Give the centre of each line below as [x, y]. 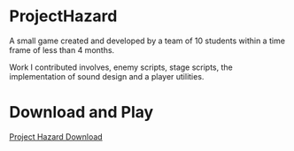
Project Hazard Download [56, 136]
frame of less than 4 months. [62, 49]
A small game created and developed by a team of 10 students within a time [147, 41]
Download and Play [81, 113]
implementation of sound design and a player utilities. [107, 76]
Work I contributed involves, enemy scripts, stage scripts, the [121, 67]
